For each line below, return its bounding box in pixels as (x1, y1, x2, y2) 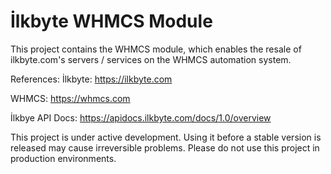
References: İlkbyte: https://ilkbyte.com (10, 73, 173, 85)
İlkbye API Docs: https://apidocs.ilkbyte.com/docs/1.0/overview (10, 111, 272, 124)
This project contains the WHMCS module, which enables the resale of (10, 43, 302, 55)
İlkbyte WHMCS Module (10, 10, 213, 33)
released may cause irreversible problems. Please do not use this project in (10, 141, 320, 154)
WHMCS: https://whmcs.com (10, 92, 131, 104)
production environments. (10, 152, 117, 164)
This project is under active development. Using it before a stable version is (10, 131, 322, 143)
